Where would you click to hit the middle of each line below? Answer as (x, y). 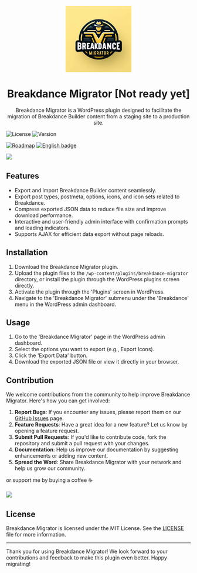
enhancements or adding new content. (61, 456)
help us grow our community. (50, 468)
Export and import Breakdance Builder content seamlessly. (85, 190)
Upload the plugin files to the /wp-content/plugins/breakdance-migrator (101, 273)
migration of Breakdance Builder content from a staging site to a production (98, 116)
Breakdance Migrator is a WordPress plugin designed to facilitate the (98, 110)
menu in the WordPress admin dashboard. (65, 304)
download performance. (44, 215)
